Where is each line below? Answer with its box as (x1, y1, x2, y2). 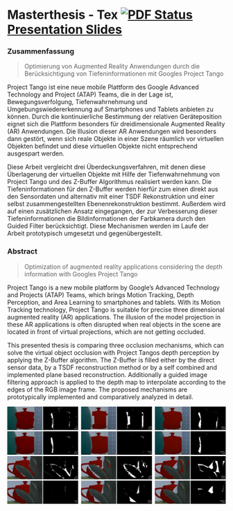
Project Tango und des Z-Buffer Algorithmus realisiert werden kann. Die (7, 178, 212, 186)
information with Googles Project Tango (24, 269, 138, 278)
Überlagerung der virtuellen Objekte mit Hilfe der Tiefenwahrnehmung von (7, 170, 221, 178)
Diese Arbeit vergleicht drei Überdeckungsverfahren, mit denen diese (7, 163, 206, 171)
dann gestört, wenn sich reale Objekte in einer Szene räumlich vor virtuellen (7, 135, 224, 143)
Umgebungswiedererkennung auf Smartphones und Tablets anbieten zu (7, 105, 214, 114)
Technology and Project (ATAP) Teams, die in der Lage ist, (7, 90, 173, 99)
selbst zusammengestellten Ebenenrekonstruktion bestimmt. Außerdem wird (7, 200, 226, 208)
